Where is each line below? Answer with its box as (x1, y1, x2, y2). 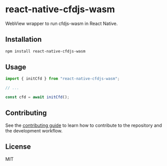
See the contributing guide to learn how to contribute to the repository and (5, 122, 162, 128)
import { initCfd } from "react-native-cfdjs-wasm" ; (5, 76, 120, 81)
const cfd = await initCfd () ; (5, 95, 70, 100)
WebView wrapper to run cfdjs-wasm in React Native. (5, 20, 118, 26)
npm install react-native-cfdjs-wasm (5, 48, 86, 54)
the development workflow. (5, 127, 63, 133)
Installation (5, 35, 42, 44)
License (5, 143, 31, 151)
